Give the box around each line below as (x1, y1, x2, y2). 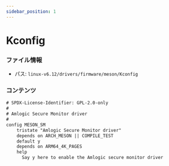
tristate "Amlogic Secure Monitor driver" (16, 127, 122, 133)
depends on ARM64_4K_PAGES (16, 144, 82, 150)
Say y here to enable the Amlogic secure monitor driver (21, 155, 164, 161)
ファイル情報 (6, 56, 43, 64)
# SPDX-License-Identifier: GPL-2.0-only (6, 100, 109, 106)
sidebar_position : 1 (6, 8, 57, 15)
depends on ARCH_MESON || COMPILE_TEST (16, 133, 114, 138)
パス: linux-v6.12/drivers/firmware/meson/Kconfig (14, 70, 139, 77)
